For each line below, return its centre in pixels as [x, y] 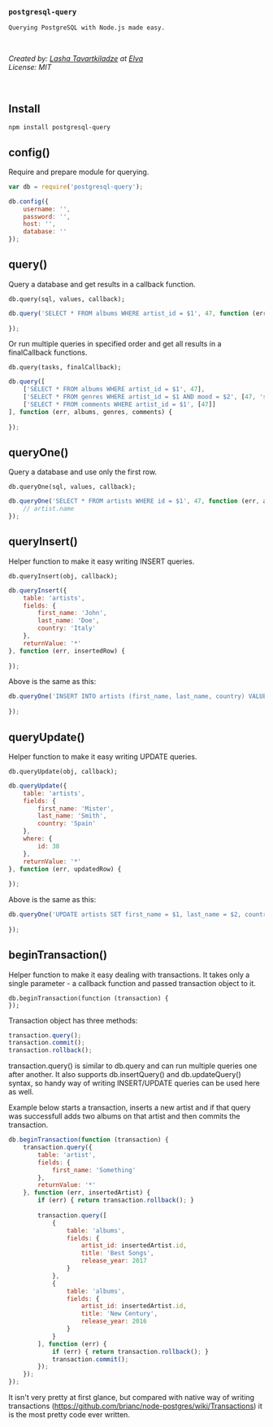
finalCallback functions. [48, 352]
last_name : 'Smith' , [72, 816]
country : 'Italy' [67, 628]
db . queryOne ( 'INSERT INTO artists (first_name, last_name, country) [127, 696]
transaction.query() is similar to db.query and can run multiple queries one [133, 1066]
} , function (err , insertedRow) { [67, 651]
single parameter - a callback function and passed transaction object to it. [132, 983]
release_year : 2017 [114, 1261]
